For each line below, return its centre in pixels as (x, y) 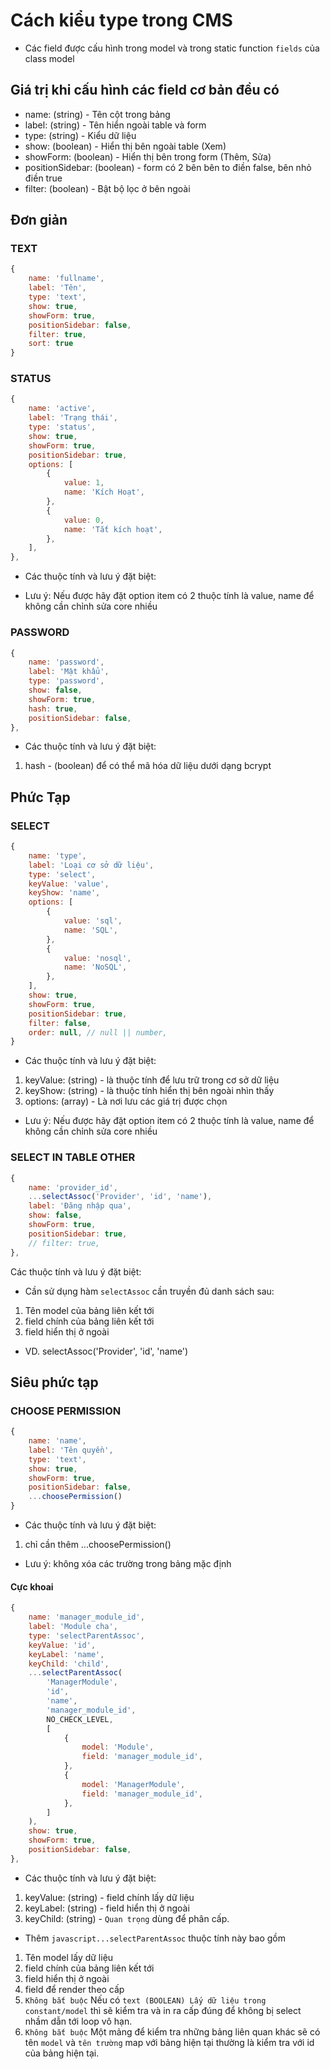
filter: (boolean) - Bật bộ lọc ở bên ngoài (107, 188)
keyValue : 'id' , (62, 1645)
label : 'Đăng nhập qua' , (80, 1206)
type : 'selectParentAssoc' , (86, 1635)
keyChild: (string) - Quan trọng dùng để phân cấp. (127, 1918)
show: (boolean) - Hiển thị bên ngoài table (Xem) (125, 146)
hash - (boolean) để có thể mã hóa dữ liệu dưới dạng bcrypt (148, 766)
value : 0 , (84, 520)
